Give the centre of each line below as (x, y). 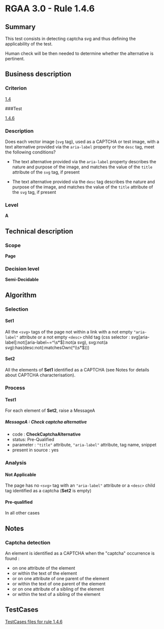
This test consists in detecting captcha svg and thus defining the (70, 38)
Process (15, 388)
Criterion (16, 88)
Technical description (39, 231)
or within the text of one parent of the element (59, 584)
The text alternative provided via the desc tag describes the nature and (83, 182)
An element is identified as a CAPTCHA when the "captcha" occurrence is (80, 554)
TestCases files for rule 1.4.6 (34, 622)
